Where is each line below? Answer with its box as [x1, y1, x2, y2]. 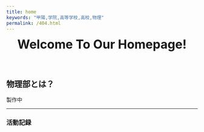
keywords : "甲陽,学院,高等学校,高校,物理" [6, 15, 104, 21]
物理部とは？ [6, 79, 55, 89]
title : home [6, 8, 36, 15]
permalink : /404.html [6, 20, 61, 26]
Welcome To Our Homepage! [17, 37, 187, 52]
